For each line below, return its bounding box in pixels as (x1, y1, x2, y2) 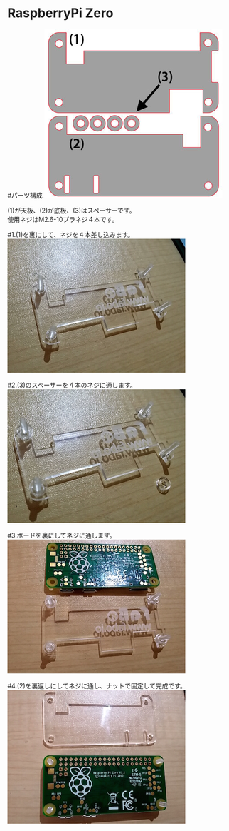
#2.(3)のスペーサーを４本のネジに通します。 (7, 381, 137, 389)
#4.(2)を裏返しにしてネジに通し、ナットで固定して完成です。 (7, 681, 186, 690)
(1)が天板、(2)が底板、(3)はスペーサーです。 (7, 206, 137, 215)
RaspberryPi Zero (7, 5, 114, 21)
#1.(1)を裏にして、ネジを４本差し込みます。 (7, 230, 134, 238)
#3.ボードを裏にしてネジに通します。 (7, 530, 116, 540)
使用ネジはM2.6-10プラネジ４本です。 (7, 215, 119, 223)
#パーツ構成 (7, 191, 43, 199)
